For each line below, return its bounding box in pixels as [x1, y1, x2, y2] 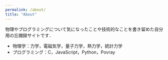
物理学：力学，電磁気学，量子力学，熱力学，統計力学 [12, 43, 123, 49]
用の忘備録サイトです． [5, 32, 54, 38]
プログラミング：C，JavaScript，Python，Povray [12, 49, 115, 55]
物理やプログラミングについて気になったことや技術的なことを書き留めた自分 [5, 26, 163, 32]
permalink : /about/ [5, 7, 46, 12]
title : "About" [5, 12, 37, 17]
